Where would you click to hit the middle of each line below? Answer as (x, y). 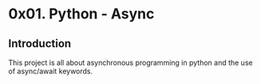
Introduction (40, 44)
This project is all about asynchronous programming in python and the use (130, 62)
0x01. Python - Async (81, 14)
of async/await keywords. (51, 71)
